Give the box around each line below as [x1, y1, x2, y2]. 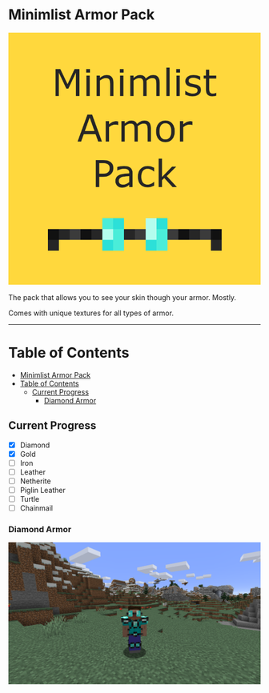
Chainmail [19, 503, 54, 513]
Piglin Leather [19, 486, 66, 495]
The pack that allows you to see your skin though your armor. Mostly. [8, 292, 237, 302]
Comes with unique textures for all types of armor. [8, 308, 175, 318]
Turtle [19, 495, 40, 504]
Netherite [19, 476, 51, 486]
